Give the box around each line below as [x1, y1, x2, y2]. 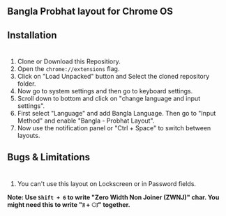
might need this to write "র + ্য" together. [7, 200, 130, 208]
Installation [7, 29, 57, 41]
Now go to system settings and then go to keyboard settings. [17, 86, 193, 95]
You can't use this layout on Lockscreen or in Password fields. [17, 179, 197, 187]
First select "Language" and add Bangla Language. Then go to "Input [17, 109, 216, 117]
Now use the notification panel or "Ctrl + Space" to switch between [17, 123, 211, 132]
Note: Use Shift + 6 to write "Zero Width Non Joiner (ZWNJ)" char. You [7, 193, 220, 201]
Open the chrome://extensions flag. [17, 64, 120, 72]
